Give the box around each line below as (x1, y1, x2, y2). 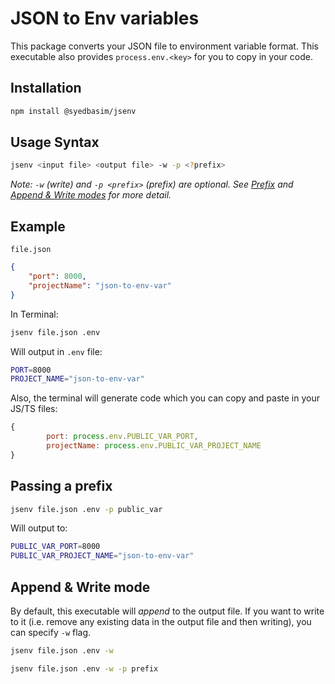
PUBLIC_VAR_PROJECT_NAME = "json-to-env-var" (10, 551, 195, 561)
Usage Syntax (10, 134, 100, 151)
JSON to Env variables (10, 7, 200, 30)
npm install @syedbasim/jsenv (10, 106, 137, 116)
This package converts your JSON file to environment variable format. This (10, 40, 320, 52)
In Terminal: (10, 308, 59, 320)
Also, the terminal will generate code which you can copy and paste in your (10, 392, 320, 404)
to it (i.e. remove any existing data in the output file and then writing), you (10, 616, 312, 627)
